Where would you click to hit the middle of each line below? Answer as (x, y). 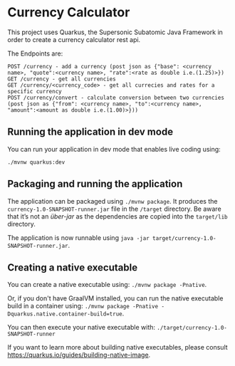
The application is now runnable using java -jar (78, 237)
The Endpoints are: (35, 53)
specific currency (35, 91)
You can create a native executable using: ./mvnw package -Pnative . (107, 285)
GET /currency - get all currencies (62, 79)
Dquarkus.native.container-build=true (65, 314)
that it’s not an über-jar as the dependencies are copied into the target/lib (117, 216)
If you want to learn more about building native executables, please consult (117, 347)
